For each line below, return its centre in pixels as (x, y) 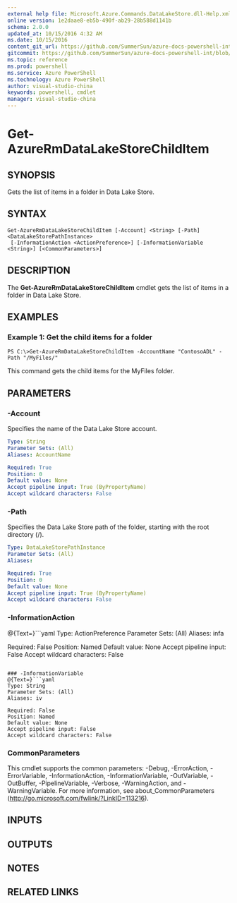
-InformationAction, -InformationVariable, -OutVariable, (129, 775)
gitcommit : (23, 54)
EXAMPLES (33, 317)
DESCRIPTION (39, 271)
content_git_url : (33, 47)
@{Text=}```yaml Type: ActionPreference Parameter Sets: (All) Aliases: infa (116, 633)
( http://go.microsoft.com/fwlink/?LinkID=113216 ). (78, 798)
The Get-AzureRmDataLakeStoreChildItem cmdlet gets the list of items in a (118, 287)
